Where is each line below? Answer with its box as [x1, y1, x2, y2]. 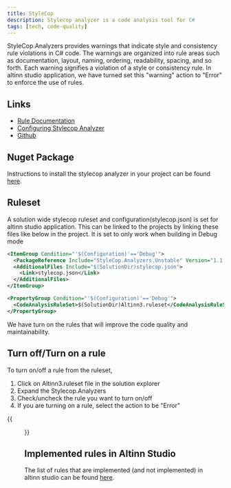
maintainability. [7, 327, 50, 336]
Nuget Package [7, 151, 74, 163]
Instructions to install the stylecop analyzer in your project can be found [7, 170, 211, 178]
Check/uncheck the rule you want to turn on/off [16, 394, 153, 402]
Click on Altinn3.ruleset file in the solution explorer [16, 379, 160, 387]
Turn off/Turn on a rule [7, 347, 107, 359]
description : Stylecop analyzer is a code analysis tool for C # [7, 17, 195, 23]
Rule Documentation [16, 116, 76, 125]
